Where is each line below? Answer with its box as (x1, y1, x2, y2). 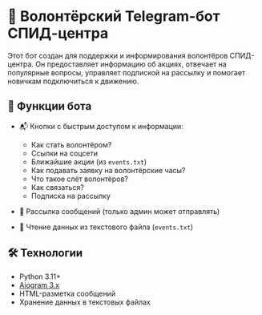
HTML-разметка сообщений (18, 289, 116, 298)
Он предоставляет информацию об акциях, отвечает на (34, 59, 228, 69)
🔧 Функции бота (7, 99, 92, 113)
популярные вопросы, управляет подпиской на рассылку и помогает (7, 67, 246, 77)
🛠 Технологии (7, 246, 83, 260)
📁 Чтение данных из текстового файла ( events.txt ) (18, 222, 194, 232)
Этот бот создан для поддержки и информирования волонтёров (7, 50, 228, 60)
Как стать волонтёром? (30, 139, 112, 149)
